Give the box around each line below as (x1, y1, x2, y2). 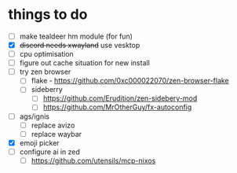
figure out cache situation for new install (19, 58, 151, 68)
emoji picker (19, 138, 60, 147)
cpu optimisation (19, 50, 75, 59)
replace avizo (31, 120, 75, 130)
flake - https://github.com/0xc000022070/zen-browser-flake (31, 76, 229, 86)
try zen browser (19, 67, 71, 76)
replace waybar (31, 129, 82, 138)
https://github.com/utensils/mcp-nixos (31, 156, 156, 165)
